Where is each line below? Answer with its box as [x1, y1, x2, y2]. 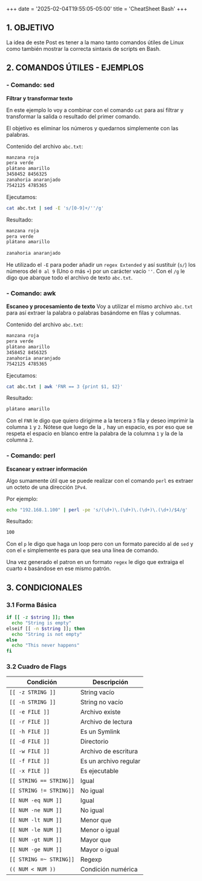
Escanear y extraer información [6, 465, 88, 473]
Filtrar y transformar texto [6, 94, 73, 102]
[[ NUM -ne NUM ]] [9, 807, 62, 814]
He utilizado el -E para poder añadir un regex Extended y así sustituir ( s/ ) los [6, 261, 196, 268]
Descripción [93, 678, 129, 686]
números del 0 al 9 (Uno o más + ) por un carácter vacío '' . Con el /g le [6, 267, 186, 275]
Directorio [80, 738, 109, 746]
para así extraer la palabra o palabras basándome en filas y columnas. [6, 309, 181, 316]
